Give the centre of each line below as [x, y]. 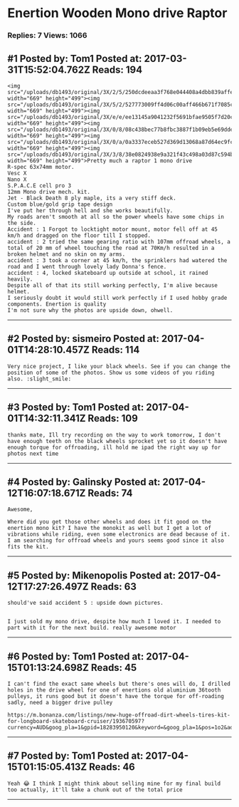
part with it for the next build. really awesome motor [92, 628]
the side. [22, 223]
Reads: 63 [114, 587]
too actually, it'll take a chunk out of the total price [95, 790]
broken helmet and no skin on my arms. [67, 254]
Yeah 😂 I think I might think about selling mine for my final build [114, 783]
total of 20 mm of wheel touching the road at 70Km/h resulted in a [111, 248]
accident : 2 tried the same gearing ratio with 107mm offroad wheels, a [119, 241]
